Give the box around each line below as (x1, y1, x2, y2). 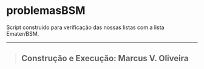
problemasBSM (6, 4, 86, 18)
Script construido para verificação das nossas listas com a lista (6, 24, 165, 31)
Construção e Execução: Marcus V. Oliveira (21, 53, 189, 64)
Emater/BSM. (6, 30, 39, 37)
